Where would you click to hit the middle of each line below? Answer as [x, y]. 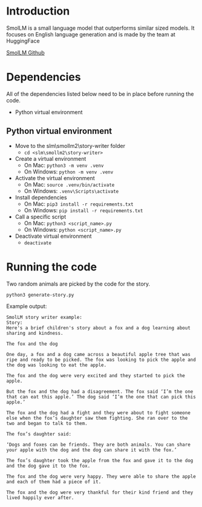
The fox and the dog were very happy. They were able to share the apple [101, 476]
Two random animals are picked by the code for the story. [78, 284]
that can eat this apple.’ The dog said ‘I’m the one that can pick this [101, 397]
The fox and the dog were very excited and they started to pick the [96, 375]
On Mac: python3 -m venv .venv [64, 165]
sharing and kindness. [35, 333]
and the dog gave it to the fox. [48, 466]
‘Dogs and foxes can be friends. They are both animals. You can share [98, 445]
